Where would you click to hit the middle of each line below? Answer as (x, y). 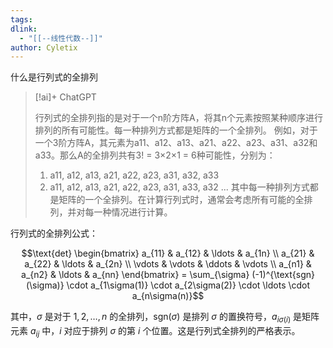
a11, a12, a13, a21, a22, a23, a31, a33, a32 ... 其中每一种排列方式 (179, 187)
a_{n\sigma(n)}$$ (168, 296)
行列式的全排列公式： (54, 233)
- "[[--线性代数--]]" (61, 38)
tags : (21, 19)
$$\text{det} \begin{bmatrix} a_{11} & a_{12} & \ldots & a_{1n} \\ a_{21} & (168, 253)
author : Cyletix (44, 47)
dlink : (24, 29)
